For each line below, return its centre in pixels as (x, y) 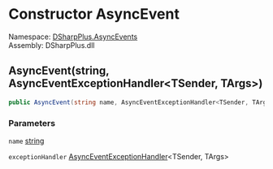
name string (26, 141)
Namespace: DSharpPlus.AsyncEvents (73, 37)
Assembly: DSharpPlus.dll (52, 45)
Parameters (32, 123)
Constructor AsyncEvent (94, 14)
